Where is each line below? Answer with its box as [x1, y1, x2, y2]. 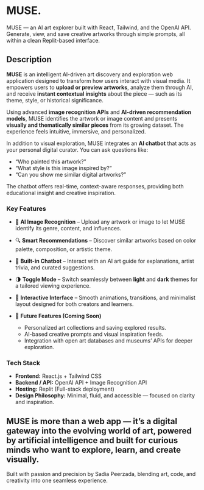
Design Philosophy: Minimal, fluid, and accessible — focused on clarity [15, 392, 195, 399]
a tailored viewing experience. [15, 282, 91, 289]
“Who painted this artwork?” [15, 158, 86, 165]
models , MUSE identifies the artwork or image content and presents [6, 115, 178, 122]
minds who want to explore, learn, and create [6, 444, 181, 455]
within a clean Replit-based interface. [6, 37, 100, 44]
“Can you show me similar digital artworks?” [15, 171, 127, 178]
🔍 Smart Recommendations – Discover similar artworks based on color [15, 237, 197, 244]
